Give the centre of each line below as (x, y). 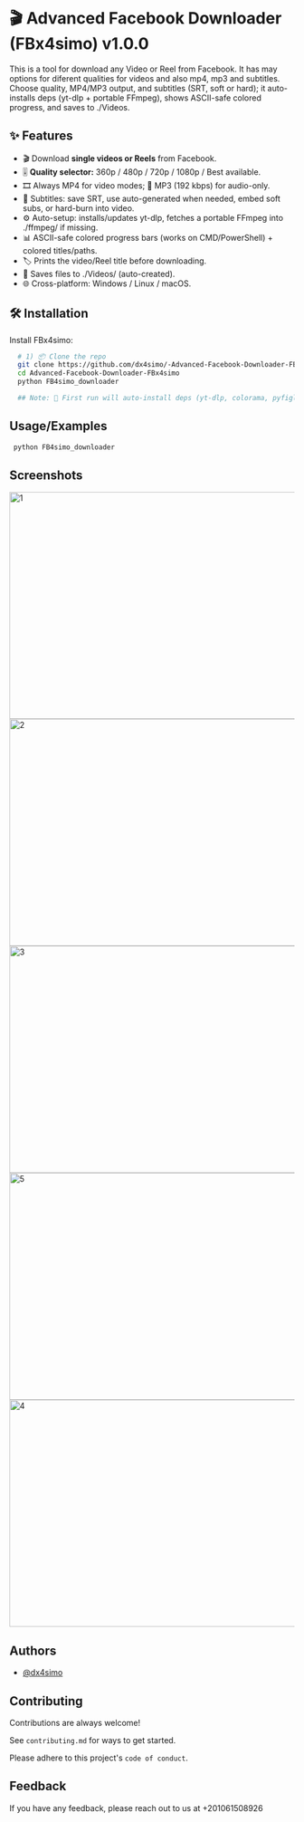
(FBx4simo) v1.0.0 (79, 44)
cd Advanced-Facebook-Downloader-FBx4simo (99, 373)
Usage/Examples (58, 426)
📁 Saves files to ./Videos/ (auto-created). (99, 273)
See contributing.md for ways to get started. (93, 1740)
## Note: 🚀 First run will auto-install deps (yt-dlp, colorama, (143, 398)
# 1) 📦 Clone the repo (62, 356)
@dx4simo (43, 1673)
